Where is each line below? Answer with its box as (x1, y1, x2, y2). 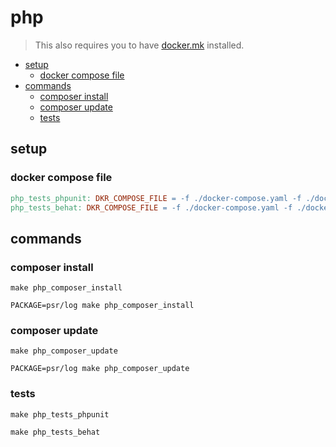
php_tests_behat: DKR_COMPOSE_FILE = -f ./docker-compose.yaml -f (10, 202, 293, 213)
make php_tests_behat (10, 427, 101, 437)
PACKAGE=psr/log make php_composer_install (10, 301, 195, 311)
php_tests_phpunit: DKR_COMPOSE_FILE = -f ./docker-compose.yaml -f (10, 193, 302, 203)
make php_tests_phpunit (10, 409, 110, 420)
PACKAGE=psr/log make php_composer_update (10, 364, 190, 374)
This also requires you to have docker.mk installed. (34, 39, 245, 51)
